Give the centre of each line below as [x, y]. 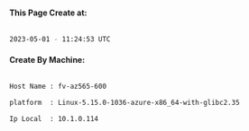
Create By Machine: [47, 59]
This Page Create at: [48, 13]
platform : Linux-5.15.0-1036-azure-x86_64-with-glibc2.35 [125, 103]
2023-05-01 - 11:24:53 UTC [60, 39]
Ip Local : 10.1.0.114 [54, 119]
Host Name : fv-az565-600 [58, 87]
